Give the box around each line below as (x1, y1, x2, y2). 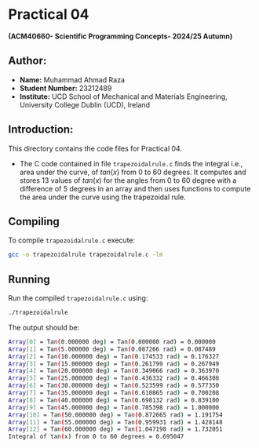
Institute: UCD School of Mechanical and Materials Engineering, (19, 92, 228, 101)
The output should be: (8, 322, 80, 332)
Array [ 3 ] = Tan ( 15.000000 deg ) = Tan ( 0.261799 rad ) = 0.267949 (8, 359, 220, 368)
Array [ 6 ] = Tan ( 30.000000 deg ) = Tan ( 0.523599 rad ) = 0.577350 (8, 382, 220, 390)
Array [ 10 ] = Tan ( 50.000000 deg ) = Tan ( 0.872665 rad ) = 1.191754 (8, 410, 223, 419)
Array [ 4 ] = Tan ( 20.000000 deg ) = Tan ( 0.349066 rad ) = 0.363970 (8, 367, 220, 375)
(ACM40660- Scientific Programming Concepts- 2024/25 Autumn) (8, 31, 233, 41)
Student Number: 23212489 (19, 83, 112, 93)
